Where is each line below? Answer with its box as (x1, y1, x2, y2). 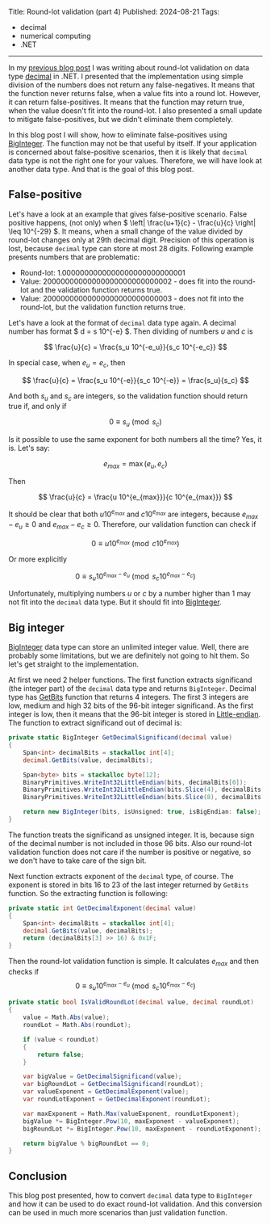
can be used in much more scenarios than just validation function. (8, 1208, 227, 1218)
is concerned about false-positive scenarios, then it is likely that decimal (8, 147, 248, 157)
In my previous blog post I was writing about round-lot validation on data (8, 63, 250, 72)
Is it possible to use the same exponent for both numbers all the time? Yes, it (8, 435, 262, 444)
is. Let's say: (8, 444, 50, 453)
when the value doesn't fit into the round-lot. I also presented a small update (8, 106, 263, 116)
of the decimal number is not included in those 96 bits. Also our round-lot (8, 838, 252, 848)
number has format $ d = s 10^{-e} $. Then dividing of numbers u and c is (8, 326, 253, 336)
